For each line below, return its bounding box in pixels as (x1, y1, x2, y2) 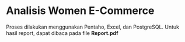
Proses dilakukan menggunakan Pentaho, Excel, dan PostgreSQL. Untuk (6, 23, 180, 30)
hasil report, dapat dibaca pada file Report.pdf (6, 29, 118, 36)
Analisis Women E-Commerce (6, 4, 155, 17)
